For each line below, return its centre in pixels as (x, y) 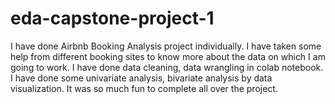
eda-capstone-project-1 (112, 18)
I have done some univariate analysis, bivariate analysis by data (141, 78)
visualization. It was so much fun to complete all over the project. (144, 88)
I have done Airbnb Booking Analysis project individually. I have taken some (166, 46)
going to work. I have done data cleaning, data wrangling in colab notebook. (167, 67)
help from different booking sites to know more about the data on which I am (168, 56)
